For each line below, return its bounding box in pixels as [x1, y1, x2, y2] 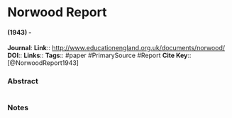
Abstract [7, 76, 39, 86]
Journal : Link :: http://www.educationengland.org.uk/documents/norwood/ [7, 44, 226, 52]
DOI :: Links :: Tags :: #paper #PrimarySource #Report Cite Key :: [7, 51, 192, 60]
